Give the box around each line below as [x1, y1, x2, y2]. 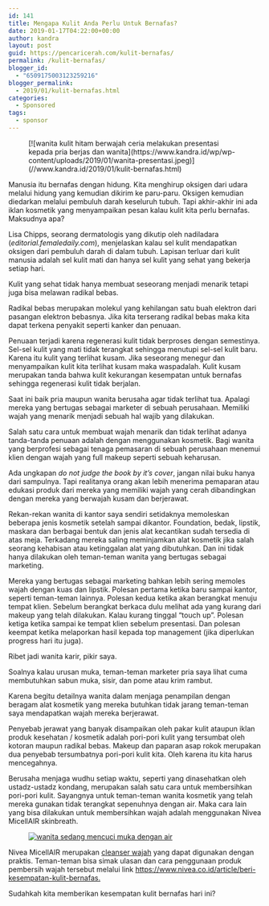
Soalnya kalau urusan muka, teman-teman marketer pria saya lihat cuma [8, 666, 247, 676]
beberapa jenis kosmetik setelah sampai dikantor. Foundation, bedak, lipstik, [8, 518, 261, 527]
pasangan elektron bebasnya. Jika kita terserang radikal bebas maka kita [8, 311, 251, 322]
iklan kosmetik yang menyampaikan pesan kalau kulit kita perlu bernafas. [8, 205, 251, 215]
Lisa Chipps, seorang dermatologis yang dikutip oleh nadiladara [8, 229, 219, 239]
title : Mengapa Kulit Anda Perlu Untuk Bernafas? [8, 19, 178, 27]
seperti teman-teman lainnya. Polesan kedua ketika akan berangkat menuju [8, 592, 258, 603]
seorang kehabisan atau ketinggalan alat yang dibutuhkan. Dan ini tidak [8, 543, 244, 553]
